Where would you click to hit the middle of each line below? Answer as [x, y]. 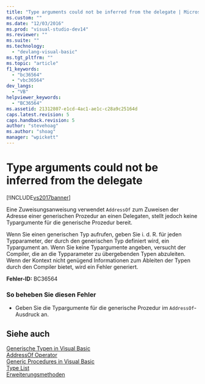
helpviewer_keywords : [34, 97]
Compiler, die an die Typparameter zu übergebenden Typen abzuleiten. [96, 254]
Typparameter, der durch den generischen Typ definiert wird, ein [88, 241]
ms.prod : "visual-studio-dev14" [47, 29]
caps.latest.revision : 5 [38, 115]
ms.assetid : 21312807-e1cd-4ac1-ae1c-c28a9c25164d [72, 109]
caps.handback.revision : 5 [41, 120]
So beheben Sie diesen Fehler [51, 295]
